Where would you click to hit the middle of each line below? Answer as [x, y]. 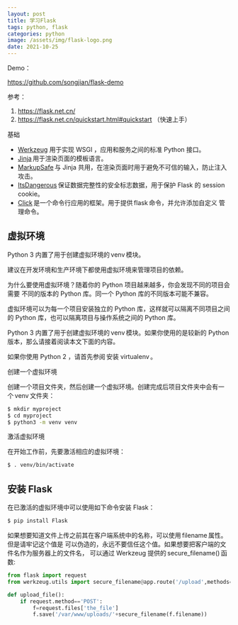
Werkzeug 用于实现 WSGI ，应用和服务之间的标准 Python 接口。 [111, 149]
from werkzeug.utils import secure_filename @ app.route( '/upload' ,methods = [120, 582]
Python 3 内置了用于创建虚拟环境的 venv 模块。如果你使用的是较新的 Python [118, 332]
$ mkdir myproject [34, 409]
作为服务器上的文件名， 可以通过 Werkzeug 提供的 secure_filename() [120, 553]
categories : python [36, 34]
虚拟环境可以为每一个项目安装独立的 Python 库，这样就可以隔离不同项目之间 [119, 309]
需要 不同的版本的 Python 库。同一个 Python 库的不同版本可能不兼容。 [110, 293]
